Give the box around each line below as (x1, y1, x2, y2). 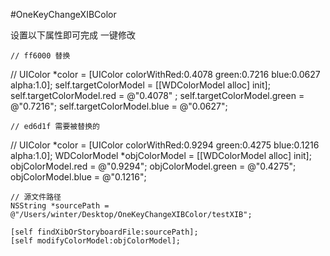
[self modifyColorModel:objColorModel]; (10, 236, 182, 246)
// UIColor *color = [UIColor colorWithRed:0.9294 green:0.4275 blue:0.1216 (10, 139, 320, 151)
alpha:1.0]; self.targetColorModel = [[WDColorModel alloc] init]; (10, 79, 271, 91)
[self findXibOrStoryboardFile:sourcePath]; (10, 227, 199, 237)
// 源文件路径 (10, 192, 62, 202)
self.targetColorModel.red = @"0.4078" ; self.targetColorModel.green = (10, 90, 305, 101)
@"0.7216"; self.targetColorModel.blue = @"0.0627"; (10, 100, 228, 112)
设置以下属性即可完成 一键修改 (10, 29, 136, 41)
